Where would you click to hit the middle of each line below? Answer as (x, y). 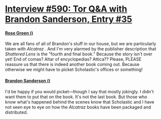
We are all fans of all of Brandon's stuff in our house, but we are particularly (81, 44)
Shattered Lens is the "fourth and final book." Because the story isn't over (79, 54)
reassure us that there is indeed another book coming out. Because (72, 65)
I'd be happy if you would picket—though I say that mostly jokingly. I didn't (80, 91)
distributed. (16, 112)
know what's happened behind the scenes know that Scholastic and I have (80, 102)
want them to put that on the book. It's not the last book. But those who (76, 97)
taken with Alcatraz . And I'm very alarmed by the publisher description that (81, 49)
